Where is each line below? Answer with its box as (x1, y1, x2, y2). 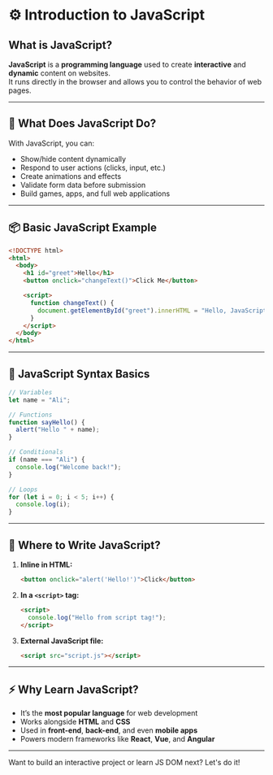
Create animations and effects (19, 171, 122, 181)
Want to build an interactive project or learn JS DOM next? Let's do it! (8, 758, 240, 768)
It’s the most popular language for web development (19, 708, 198, 718)
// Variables (8, 388, 53, 396)
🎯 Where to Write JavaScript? (8, 538, 161, 552)
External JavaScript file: (19, 636, 104, 646)
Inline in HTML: (19, 559, 73, 569)
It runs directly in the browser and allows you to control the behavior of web (8, 77, 262, 86)
